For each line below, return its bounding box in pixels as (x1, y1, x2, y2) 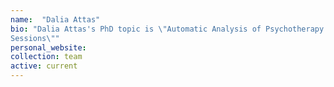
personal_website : (10, 42, 87, 53)
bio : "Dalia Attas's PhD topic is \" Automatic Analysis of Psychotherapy (10, 24, 325, 34)
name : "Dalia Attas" (10, 14, 101, 25)
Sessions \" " (10, 33, 60, 43)
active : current (10, 61, 78, 71)
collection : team (10, 52, 83, 62)
